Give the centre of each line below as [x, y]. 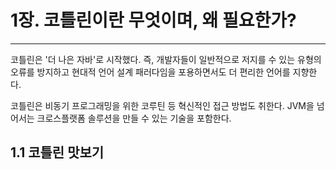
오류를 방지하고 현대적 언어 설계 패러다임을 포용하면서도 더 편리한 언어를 [150, 72]
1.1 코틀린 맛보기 [57, 152]
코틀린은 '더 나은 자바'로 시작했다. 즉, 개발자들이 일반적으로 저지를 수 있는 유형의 [166, 59]
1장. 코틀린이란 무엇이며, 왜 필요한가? [153, 20]
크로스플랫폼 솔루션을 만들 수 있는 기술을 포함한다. [134, 118]
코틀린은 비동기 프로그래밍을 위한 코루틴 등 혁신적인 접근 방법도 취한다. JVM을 [162, 105]
